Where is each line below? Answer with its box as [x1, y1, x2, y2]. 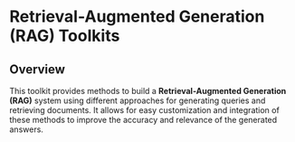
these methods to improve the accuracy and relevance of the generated [9, 115, 278, 125]
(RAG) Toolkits [9, 25, 120, 46]
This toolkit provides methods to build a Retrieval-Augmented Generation [9, 86, 287, 96]
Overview [9, 62, 66, 77]
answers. [9, 124, 43, 135]
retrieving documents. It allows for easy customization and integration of [9, 105, 281, 115]
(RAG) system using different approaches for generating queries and [9, 95, 266, 106]
